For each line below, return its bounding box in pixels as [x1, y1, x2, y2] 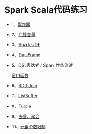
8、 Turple [11, 103, 32, 109]
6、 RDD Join [11, 82, 37, 88]
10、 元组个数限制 [11, 123, 46, 129]
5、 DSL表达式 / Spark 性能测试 [11, 62, 73, 68]
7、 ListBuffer [11, 93, 38, 99]
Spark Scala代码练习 [4, 4, 88, 15]
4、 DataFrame [11, 52, 40, 58]
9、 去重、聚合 [11, 113, 40, 119]
